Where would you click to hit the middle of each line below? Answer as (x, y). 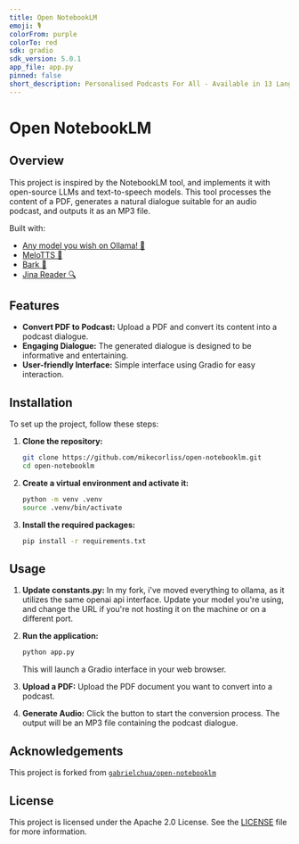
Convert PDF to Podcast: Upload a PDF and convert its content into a (149, 327)
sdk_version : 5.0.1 (45, 59)
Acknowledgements (66, 751)
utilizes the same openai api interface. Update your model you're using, (153, 600)
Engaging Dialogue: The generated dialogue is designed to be (137, 346)
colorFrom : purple (43, 34)
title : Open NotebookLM (53, 17)
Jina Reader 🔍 (49, 274)
